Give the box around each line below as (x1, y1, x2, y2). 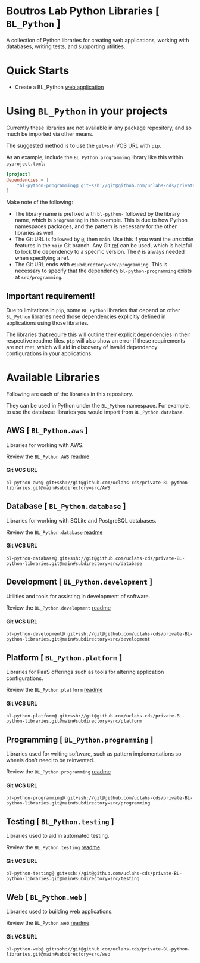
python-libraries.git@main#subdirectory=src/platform (6, 718, 143, 725)
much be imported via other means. (6, 130, 94, 138)
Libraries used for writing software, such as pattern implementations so (6, 750, 182, 757)
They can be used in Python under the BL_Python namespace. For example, (6, 402, 190, 409)
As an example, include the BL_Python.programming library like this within (6, 153, 183, 160)
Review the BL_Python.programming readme (6, 768, 111, 775)
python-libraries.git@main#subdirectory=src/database (6, 561, 143, 567)
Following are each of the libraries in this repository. (6, 390, 134, 397)
